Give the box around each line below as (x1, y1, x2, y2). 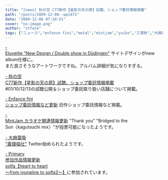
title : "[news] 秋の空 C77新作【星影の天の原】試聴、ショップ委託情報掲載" (5, 7, 147, 12)
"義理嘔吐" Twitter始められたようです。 (5, 141, 86, 146)
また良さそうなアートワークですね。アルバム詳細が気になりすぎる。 (5, 63, 145, 68)
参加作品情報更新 (5, 157, 40, 162)
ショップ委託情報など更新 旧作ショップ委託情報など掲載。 (5, 102, 125, 107)
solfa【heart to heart (5, 163, 48, 169)
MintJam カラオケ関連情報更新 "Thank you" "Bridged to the (5, 118, 128, 123)
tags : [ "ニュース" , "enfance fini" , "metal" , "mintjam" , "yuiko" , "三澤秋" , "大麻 (5, 30, 162, 35)
